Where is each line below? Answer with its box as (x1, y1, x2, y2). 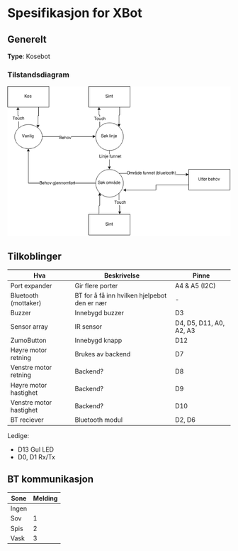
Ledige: (7, 431, 30, 440)
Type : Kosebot (7, 52, 51, 60)
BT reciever (10, 415, 44, 424)
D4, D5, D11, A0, (174, 318, 225, 327)
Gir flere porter (74, 281, 118, 290)
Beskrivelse (103, 271, 140, 280)
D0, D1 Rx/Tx (17, 452, 55, 461)
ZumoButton (10, 336, 47, 344)
